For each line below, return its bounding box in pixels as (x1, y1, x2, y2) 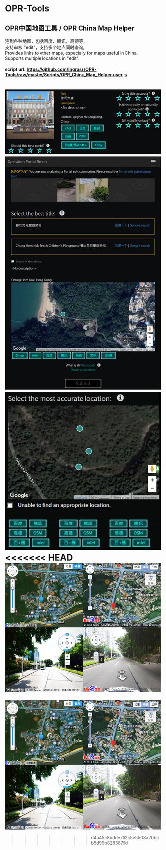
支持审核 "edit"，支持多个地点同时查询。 (5, 44, 87, 50)
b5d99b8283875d (91, 840, 128, 846)
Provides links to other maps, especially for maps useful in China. (5, 50, 138, 56)
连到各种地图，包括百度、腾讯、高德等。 (5, 38, 87, 44)
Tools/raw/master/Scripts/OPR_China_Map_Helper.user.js (5, 71, 127, 77)
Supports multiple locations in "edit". (5, 55, 80, 61)
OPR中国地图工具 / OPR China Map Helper (5, 24, 135, 32)
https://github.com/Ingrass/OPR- (26, 66, 97, 72)
